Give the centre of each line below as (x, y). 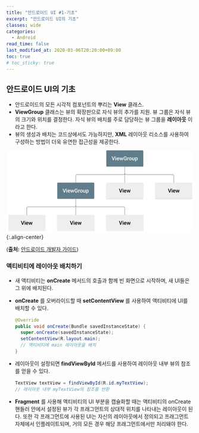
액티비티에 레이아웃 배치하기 (44, 266)
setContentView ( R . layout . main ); (60, 339)
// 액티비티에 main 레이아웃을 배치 (58, 345)
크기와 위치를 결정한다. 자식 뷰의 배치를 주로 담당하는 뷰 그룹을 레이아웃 (104, 120)
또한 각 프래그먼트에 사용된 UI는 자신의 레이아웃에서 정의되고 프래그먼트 (106, 416)
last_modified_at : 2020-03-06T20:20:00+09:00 (63, 51)
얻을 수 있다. (35, 371)
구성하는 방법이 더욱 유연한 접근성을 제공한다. (67, 142)
